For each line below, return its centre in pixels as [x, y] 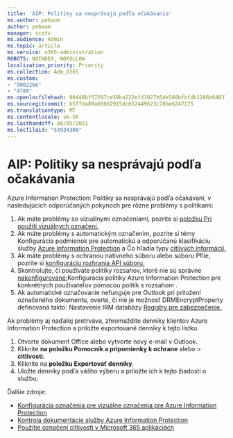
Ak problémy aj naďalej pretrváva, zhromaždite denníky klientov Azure [107, 321]
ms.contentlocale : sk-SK [43, 117]
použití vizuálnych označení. [58, 226]
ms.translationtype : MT [42, 110]
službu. [28, 378]
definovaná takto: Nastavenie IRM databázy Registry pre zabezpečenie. [119, 308]
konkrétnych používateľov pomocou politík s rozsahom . [97, 285]
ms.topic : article [34, 46]
